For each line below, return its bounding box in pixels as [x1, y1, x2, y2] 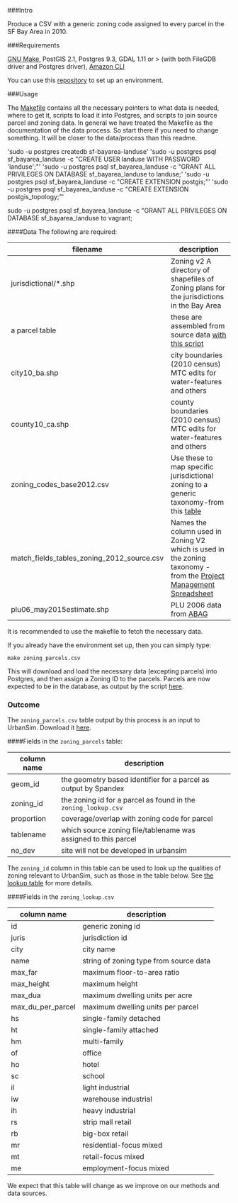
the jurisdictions [171, 292, 225, 301]
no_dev [11, 846, 35, 856]
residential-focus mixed [82, 1141, 163, 1151]
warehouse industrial [82, 1095, 152, 1104]
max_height [11, 979, 50, 989]
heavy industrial [82, 1106, 136, 1116]
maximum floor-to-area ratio [82, 968, 180, 978]
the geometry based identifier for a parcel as [61, 775, 210, 785]
